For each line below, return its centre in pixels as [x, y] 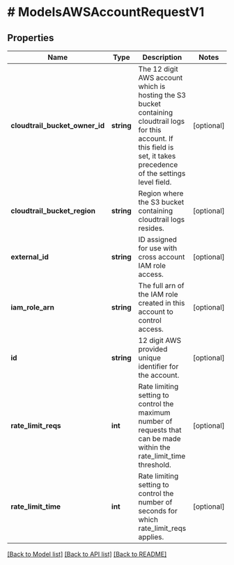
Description [162, 57]
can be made [159, 439]
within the [154, 447]
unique [150, 358]
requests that [160, 430]
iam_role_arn [32, 307]
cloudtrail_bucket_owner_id [58, 126]
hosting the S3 [162, 95]
